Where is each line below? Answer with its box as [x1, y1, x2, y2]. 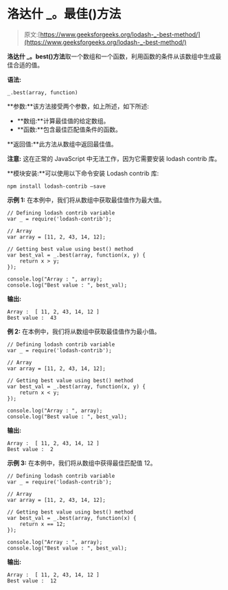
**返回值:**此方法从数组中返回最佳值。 [7, 140, 118, 148]
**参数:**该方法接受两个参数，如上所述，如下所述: [7, 102, 150, 110]
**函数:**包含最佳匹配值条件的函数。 [16, 125, 122, 133]
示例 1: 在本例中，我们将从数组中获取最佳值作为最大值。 [7, 195, 166, 204]
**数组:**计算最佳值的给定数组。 [16, 116, 110, 124]
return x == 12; [19, 521, 67, 527]
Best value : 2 [7, 446, 54, 452]
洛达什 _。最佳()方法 [7, 6, 122, 22]
